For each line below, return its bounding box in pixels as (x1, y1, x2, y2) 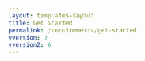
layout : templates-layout (8, 11, 94, 20)
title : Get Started (8, 19, 73, 27)
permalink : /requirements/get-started (8, 26, 137, 34)
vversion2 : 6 (8, 41, 52, 49)
